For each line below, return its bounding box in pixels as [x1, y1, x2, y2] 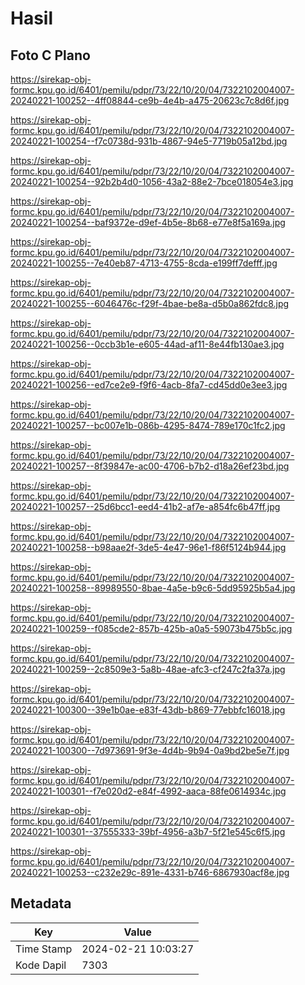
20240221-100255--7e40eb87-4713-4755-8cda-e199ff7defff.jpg [10, 257, 278, 269]
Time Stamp [15, 942, 73, 956]
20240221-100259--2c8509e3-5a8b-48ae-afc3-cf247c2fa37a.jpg [10, 663, 286, 675]
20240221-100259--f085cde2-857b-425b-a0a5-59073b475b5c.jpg [10, 623, 293, 634]
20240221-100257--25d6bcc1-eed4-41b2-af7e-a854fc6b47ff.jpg [10, 501, 281, 512]
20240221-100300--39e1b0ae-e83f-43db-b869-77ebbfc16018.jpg [10, 704, 286, 716]
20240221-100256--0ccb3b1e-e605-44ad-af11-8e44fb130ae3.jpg [10, 338, 285, 350]
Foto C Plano [10, 47, 91, 64]
